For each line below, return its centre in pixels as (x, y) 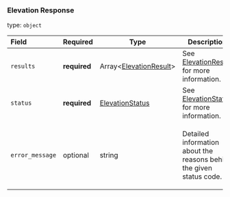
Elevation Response (41, 10)
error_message (34, 155)
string (109, 155)
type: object (25, 25)
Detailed (196, 134)
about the (198, 151)
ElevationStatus (125, 103)
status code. (202, 176)
